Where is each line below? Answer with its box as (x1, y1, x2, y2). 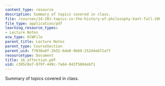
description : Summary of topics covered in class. (5, 12, 111, 17)
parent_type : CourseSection (5, 44, 63, 49)
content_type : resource (5, 7, 54, 12)
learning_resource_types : (5, 26, 58, 30)
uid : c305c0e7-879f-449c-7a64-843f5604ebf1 (5, 62, 96, 67)
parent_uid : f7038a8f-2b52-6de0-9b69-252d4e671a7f (5, 48, 111, 53)
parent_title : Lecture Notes (5, 39, 65, 44)
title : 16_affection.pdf (5, 57, 56, 62)
